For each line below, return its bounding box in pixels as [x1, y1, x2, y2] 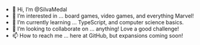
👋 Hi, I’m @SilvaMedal [12, 6, 67, 13]
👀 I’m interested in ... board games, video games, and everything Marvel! [12, 12, 195, 19]
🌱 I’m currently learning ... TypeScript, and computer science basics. [12, 19, 184, 26]
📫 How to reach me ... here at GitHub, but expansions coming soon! [12, 32, 184, 39]
